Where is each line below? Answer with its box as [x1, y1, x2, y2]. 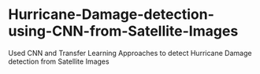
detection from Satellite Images [8, 57, 110, 66]
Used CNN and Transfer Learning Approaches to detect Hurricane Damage [8, 48, 252, 57]
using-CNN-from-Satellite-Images [8, 22, 239, 40]
